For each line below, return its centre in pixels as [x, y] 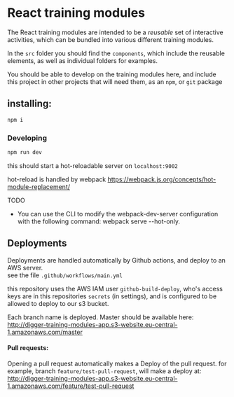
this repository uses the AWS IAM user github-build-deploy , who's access [115, 288]
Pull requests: [28, 348]
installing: [29, 104]
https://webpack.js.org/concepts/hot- [162, 179]
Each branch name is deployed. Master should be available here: [101, 317]
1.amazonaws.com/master [45, 332]
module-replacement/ [39, 186]
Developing [27, 138]
